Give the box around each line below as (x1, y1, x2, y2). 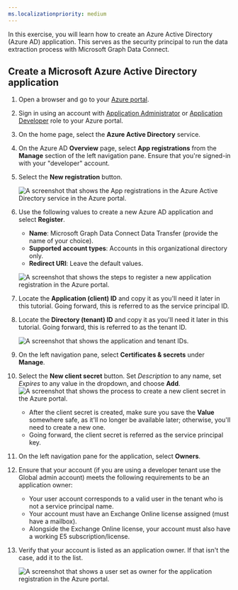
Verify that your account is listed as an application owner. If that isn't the (18, 546, 229, 555)
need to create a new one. (28, 423, 106, 432)
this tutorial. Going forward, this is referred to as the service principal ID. (18, 302, 229, 311)
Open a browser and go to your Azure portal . (18, 95, 149, 104)
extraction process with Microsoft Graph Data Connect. (8, 45, 169, 53)
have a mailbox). (28, 517, 77, 525)
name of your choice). (28, 237, 94, 245)
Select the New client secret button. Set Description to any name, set (18, 372, 222, 380)
